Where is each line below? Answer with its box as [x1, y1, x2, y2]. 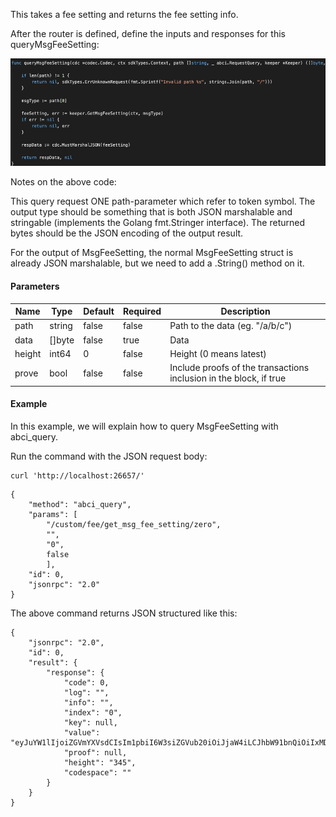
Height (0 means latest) [169, 347, 267, 359]
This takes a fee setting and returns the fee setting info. [10, 9, 239, 20]
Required [122, 305, 162, 318]
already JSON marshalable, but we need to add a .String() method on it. [10, 257, 305, 269]
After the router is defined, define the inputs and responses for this [10, 28, 286, 39]
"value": [63, 727, 101, 738]
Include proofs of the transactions [169, 362, 310, 374]
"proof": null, [63, 747, 128, 758]
